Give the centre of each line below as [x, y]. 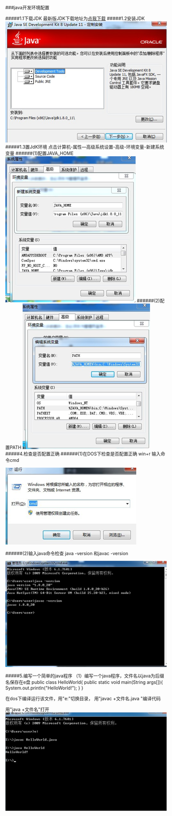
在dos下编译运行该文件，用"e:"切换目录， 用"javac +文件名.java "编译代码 [83, 698]
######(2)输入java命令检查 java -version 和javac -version [67, 554]
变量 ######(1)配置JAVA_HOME [39, 153]
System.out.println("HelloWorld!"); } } [44, 688]
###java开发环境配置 [27, 7]
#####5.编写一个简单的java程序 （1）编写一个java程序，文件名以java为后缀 [85, 676]
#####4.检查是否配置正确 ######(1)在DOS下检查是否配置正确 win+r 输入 [83, 454]
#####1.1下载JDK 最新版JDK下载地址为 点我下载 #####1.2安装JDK [75, 18]
